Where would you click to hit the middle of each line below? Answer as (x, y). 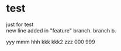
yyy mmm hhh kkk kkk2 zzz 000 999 (51, 42)
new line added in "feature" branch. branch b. (61, 30)
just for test (20, 24)
